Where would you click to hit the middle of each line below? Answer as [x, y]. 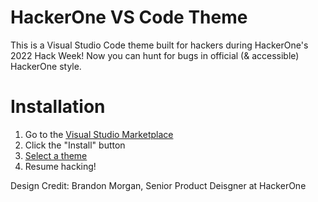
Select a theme [56, 155]
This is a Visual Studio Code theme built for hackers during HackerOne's [159, 45]
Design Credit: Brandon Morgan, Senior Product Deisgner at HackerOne [158, 185]
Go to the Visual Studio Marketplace [99, 134]
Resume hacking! [60, 166]
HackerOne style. [46, 66]
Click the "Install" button [75, 145]
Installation [58, 107]
